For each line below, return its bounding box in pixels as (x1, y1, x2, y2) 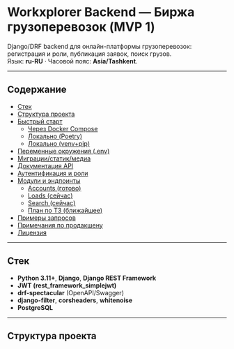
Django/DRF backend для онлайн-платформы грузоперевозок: (7, 42, 192, 50)
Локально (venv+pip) (27, 139, 91, 147)
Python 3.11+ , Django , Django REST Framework (17, 274, 157, 282)
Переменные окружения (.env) (17, 147, 110, 155)
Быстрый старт (17, 117, 63, 126)
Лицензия (17, 228, 47, 237)
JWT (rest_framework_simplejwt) (17, 281, 117, 290)
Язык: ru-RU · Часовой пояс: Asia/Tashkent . (7, 57, 138, 65)
